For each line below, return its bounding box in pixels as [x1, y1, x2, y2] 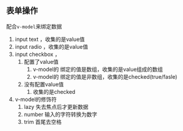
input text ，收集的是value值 [14, 35, 85, 43]
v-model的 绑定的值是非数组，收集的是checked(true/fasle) [32, 73, 178, 80]
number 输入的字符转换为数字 [23, 111, 98, 118]
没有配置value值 [23, 81, 64, 88]
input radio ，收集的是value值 [14, 43, 88, 50]
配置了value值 [23, 58, 59, 65]
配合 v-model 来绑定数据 [6, 23, 62, 30]
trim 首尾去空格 [23, 118, 62, 125]
